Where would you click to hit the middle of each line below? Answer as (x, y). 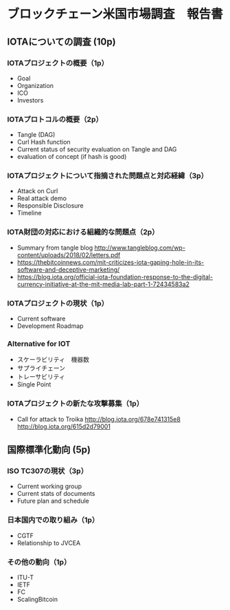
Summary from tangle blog (55, 248)
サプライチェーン (41, 368)
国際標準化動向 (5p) (49, 450)
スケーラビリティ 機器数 (53, 360)
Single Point (34, 384)
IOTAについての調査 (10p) (61, 42)
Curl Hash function (44, 142)
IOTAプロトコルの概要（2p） (55, 119)
